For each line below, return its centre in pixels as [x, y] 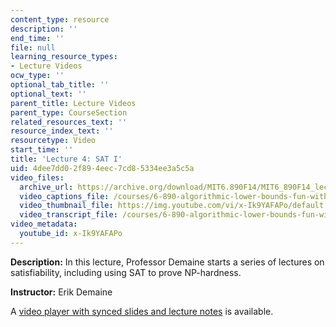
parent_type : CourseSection [69, 112]
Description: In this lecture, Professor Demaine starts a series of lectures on [167, 262]
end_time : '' [37, 38]
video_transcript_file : [68, 215]
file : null [33, 47]
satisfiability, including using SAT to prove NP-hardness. [126, 272]
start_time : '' [42, 150]
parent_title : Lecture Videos [73, 103]
